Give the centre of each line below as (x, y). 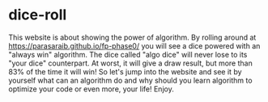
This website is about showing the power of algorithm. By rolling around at (132, 37)
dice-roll (38, 15)
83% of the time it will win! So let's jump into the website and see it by (125, 71)
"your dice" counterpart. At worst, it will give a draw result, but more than (130, 63)
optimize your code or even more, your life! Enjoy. (91, 89)
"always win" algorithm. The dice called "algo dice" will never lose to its (128, 54)
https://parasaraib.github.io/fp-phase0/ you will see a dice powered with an (134, 45)
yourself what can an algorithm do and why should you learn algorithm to (130, 80)
